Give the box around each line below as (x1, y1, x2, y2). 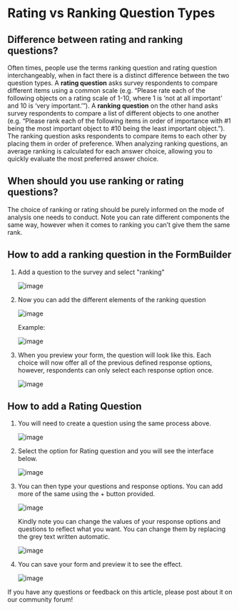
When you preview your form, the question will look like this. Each (17, 350, 212, 359)
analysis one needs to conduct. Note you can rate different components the (7, 213, 230, 221)
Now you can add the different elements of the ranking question (17, 295, 206, 304)
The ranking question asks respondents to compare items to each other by (7, 132, 227, 140)
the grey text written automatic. (17, 532, 111, 541)
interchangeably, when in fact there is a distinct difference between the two (7, 71, 230, 79)
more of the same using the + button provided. (17, 490, 156, 498)
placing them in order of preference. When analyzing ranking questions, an (7, 139, 228, 148)
